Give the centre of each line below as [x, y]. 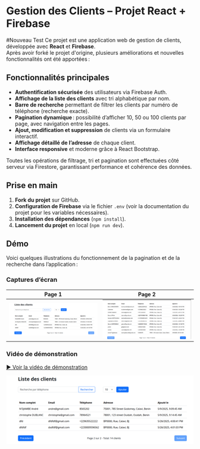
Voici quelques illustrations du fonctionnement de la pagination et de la [93, 258]
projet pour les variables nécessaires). [62, 212]
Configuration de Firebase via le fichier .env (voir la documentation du [102, 206]
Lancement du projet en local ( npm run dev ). [69, 225]
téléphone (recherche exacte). [52, 111]
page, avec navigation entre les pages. [62, 124]
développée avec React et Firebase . [51, 46]
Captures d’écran [32, 280]
